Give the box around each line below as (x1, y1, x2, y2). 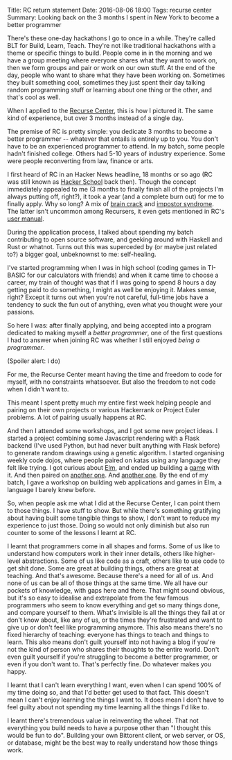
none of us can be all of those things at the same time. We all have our (7, 579, 208, 587)
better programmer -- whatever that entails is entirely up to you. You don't (7, 135, 219, 143)
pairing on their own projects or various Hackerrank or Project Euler (7, 406, 200, 414)
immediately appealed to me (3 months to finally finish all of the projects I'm (7, 185, 224, 193)
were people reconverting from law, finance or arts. (7, 157, 154, 165)
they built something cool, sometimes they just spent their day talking (7, 78, 206, 86)
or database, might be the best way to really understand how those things (7, 738, 218, 747)
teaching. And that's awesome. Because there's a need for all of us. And (7, 572, 213, 580)
